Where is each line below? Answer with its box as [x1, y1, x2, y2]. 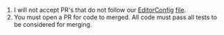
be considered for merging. [13, 21, 92, 28]
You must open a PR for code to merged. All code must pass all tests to [13, 13, 217, 21]
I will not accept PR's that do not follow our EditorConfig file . [13, 6, 187, 14]
